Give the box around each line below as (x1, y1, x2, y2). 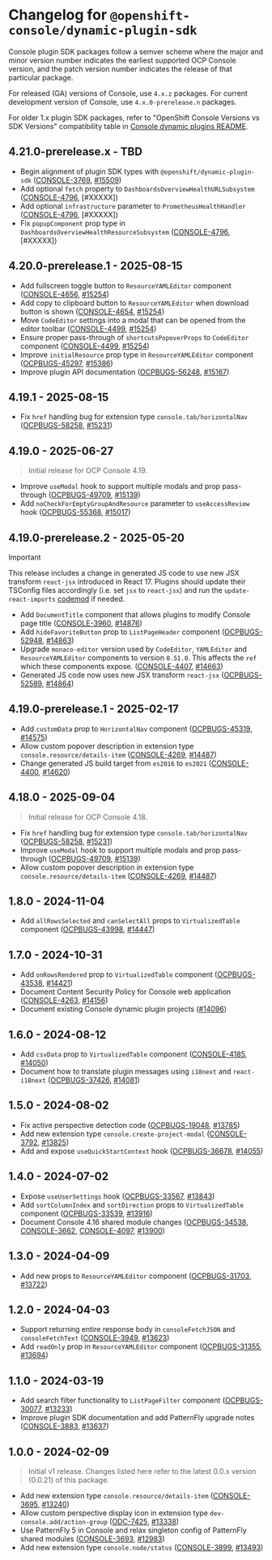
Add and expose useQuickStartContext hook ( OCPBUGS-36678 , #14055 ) (19, 1146, 264, 1156)
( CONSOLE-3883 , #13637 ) (19, 1421, 109, 1431)
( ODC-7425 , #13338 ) (108, 1516, 180, 1526)
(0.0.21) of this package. (28, 1475, 109, 1484)
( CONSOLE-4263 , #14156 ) (19, 996, 108, 1005)
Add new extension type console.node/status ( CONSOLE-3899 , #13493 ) (19, 1542, 264, 1552)
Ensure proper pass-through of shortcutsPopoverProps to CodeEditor (19, 332, 249, 342)
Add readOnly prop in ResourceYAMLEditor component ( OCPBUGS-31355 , (19, 1342, 263, 1351)
